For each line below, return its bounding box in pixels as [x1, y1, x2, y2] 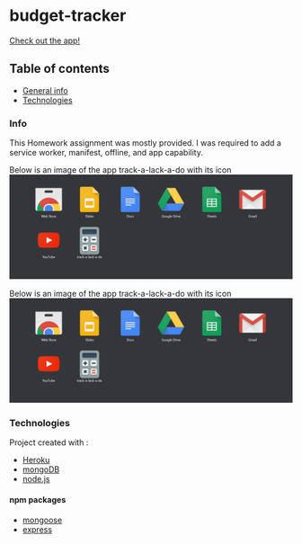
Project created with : [9, 437, 89, 448]
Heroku [22, 455, 50, 466]
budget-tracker [9, 5, 127, 26]
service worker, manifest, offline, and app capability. [9, 147, 204, 158]
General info [22, 85, 69, 95]
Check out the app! [9, 35, 81, 46]
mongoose [22, 514, 63, 525]
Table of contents [9, 61, 110, 76]
